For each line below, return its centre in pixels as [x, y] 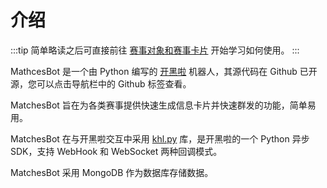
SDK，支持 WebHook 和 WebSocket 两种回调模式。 [116, 151]
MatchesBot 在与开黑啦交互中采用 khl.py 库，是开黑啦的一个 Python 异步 [160, 138]
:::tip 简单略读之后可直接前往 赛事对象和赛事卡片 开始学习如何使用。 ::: [155, 50]
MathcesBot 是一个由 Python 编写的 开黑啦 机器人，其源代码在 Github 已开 [164, 71]
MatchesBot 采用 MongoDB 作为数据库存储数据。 [112, 172]
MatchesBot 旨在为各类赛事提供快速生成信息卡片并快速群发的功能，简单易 [163, 105]
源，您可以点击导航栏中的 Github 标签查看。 [101, 83]
